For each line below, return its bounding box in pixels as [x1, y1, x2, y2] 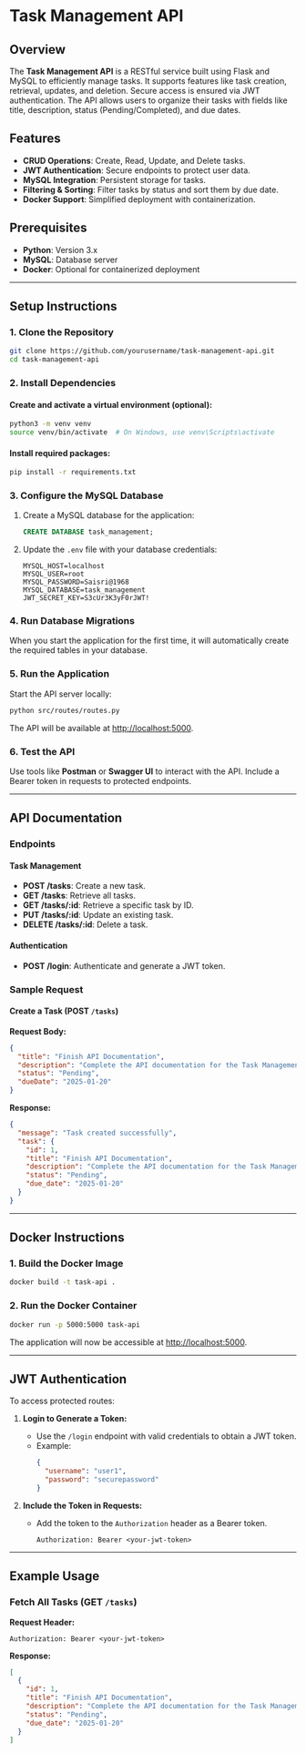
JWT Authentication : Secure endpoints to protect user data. [22, 165, 250, 176]
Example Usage [9, 1568, 100, 1585]
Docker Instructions [9, 1230, 125, 1246]
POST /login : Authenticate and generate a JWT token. [22, 960, 226, 971]
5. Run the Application [9, 668, 110, 680]
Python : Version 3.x [22, 244, 98, 255]
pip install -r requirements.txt [9, 468, 137, 477]
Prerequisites [9, 220, 87, 236]
